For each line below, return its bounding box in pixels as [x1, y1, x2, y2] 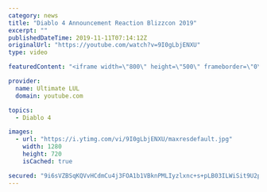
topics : [8, 106, 34, 114]
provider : [8, 77, 41, 85]
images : [8, 128, 34, 136]
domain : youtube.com [15, 92, 83, 100]
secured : [8, 171, 37, 179]
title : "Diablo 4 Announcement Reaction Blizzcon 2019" [8, 19, 197, 27]
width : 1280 [22, 143, 62, 151]
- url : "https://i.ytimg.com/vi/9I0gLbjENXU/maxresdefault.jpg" [15, 136, 233, 144]
